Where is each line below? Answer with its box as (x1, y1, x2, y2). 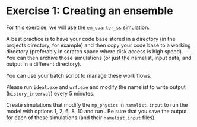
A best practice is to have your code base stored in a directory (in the (6, 35, 176, 42)
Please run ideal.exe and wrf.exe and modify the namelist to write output (6, 83, 186, 90)
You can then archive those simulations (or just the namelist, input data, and (6, 54, 192, 61)
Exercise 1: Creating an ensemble (6, 4, 173, 18)
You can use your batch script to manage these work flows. (6, 72, 152, 79)
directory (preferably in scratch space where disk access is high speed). (6, 47, 183, 55)
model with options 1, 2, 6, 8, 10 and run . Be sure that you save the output (6, 107, 187, 115)
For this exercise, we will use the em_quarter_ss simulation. (6, 24, 150, 31)
